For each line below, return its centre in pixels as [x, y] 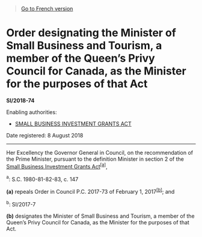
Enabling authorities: [32, 112]
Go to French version [47, 9]
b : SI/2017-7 [21, 203]
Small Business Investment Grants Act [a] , [57, 166]
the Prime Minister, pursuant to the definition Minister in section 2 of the [95, 159]
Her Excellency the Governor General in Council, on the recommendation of [100, 152]
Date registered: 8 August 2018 [45, 135]
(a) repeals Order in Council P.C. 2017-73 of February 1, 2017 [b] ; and [90, 191]
